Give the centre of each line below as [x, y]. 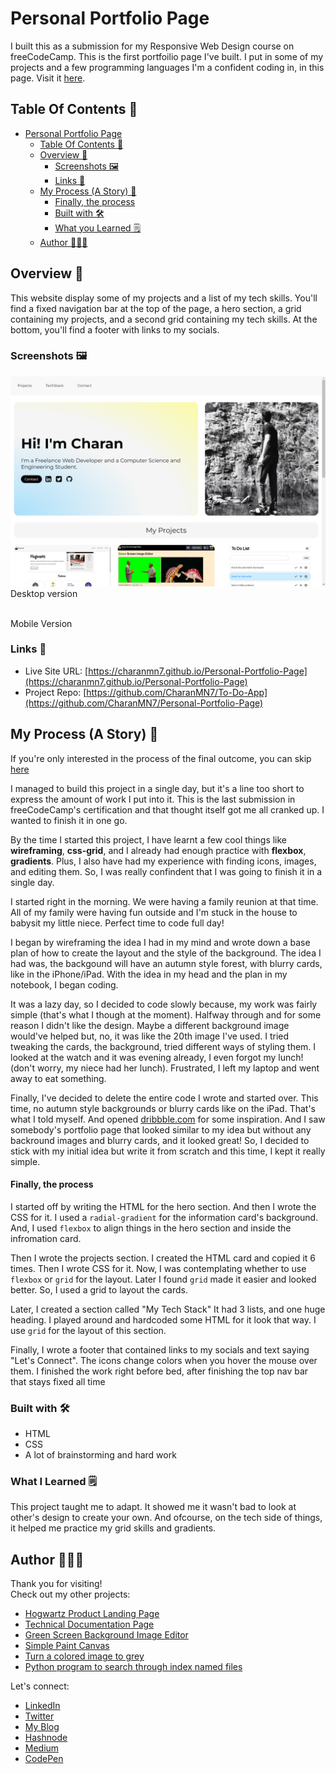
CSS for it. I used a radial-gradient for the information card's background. [164, 1217]
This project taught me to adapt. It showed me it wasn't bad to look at [153, 1507]
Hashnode [46, 1738]
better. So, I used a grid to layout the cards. [99, 1289]
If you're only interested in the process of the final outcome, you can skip [161, 758]
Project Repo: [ [55, 692]
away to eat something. [58, 1078]
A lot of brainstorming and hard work [100, 1455]
